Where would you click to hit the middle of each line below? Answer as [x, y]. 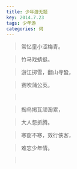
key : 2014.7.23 [25, 18]
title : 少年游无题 [27, 12]
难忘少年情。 [37, 148]
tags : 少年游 [21, 23]
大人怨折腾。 [37, 123]
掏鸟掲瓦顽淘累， [42, 110]
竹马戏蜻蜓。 [37, 59]
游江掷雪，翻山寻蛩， [47, 72]
